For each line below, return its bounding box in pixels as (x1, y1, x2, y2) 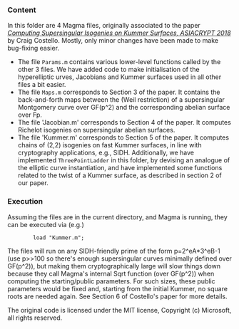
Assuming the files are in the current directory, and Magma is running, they (7, 212, 228, 221)
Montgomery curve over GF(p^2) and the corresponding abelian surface (17, 103, 230, 112)
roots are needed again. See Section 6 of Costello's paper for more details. (7, 292, 228, 301)
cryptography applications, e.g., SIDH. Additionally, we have (17, 148, 195, 157)
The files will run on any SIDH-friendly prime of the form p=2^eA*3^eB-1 (7, 246, 220, 255)
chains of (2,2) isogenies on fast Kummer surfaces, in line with (17, 141, 202, 150)
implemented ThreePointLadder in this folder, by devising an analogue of (17, 156, 230, 164)
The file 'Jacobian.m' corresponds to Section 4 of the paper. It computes (17, 118, 232, 127)
